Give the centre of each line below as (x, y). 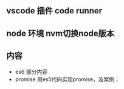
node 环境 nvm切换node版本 (60, 33)
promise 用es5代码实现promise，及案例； (67, 79)
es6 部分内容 (31, 71)
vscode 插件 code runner (54, 11)
